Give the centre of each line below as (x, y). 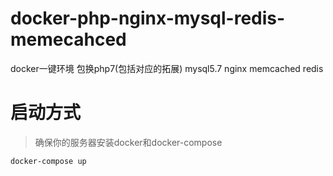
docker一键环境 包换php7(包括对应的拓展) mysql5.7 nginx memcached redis (167, 68)
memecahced (68, 39)
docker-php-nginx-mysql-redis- (148, 18)
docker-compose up (48, 161)
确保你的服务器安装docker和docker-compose (128, 142)
